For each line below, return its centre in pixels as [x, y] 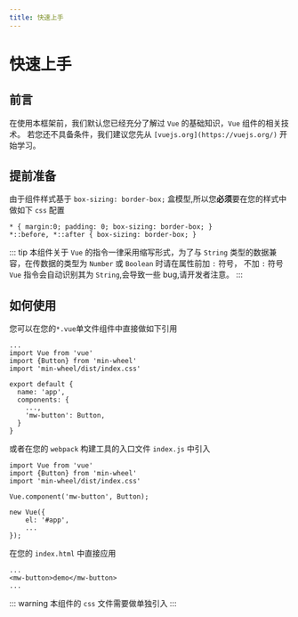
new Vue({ [28, 513]
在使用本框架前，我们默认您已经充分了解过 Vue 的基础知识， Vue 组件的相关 [145, 123]
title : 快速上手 [36, 17]
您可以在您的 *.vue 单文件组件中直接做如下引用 [93, 329]
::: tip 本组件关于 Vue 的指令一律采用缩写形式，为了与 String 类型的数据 [139, 252]
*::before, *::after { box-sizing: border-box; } [103, 235]
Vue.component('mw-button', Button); [79, 497]
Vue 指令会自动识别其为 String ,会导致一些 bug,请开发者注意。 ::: [126, 275]
